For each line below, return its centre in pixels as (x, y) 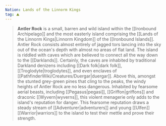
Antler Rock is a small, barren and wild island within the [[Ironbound (87, 28)
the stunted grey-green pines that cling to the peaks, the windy (82, 81)
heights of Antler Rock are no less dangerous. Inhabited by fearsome (87, 86)
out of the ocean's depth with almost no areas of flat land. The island (88, 50)
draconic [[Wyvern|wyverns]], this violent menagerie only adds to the (88, 97)
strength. (27, 118)
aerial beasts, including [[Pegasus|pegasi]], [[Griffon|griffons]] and (85, 92)
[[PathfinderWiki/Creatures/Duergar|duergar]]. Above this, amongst (86, 76)
